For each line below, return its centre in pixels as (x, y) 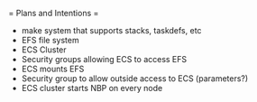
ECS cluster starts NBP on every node (92, 88)
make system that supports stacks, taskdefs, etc (111, 30)
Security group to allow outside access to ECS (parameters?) (135, 79)
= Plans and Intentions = (54, 13)
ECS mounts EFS (53, 69)
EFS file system (50, 40)
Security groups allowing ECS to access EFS (104, 59)
